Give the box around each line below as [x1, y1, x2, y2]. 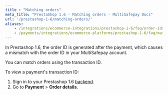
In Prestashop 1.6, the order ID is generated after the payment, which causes [5, 44, 163, 50]
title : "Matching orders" [5, 7, 61, 12]
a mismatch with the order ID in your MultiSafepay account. [5, 49, 127, 55]
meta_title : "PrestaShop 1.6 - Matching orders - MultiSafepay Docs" [5, 12, 153, 17]
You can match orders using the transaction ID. [5, 59, 102, 65]
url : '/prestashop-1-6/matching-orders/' [5, 16, 93, 21]
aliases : [5, 21, 23, 26]
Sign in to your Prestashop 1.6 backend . [12, 78, 94, 84]
